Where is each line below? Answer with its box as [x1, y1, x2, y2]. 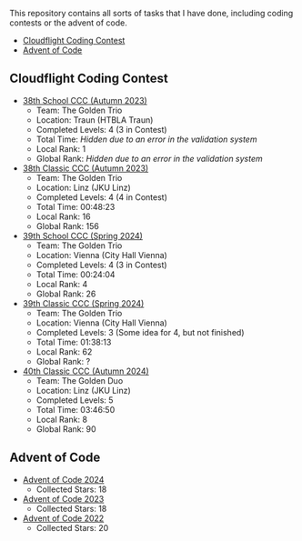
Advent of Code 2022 [22, 513, 105, 524]
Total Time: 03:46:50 [35, 404, 116, 415]
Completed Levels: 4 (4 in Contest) [35, 191, 168, 203]
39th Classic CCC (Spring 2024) [22, 297, 145, 308]
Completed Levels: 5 [35, 395, 114, 406]
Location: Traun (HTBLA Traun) [35, 114, 154, 125]
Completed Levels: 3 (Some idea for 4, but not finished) [35, 326, 245, 337]
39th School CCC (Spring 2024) [22, 230, 144, 241]
